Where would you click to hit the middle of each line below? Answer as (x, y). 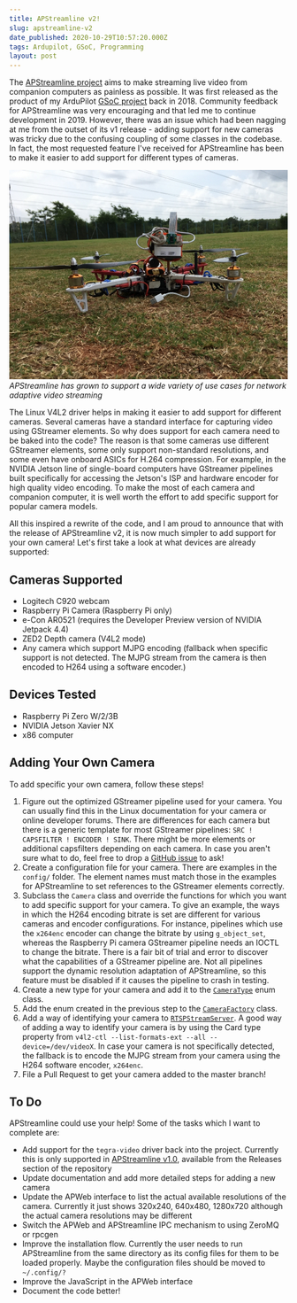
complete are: (34, 1133)
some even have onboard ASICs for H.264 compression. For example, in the (148, 460)
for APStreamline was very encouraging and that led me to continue (133, 111)
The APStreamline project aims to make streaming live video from (128, 82)
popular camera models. (53, 507)
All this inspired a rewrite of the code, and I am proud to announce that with (147, 524)
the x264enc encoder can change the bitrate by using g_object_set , (144, 933)
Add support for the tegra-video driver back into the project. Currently (150, 1150)
